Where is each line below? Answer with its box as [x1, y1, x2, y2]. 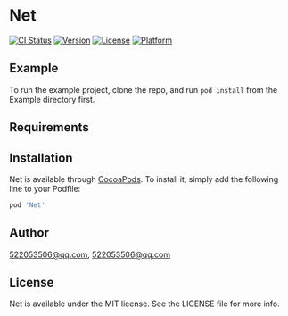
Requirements [9, 120, 89, 135]
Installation [9, 150, 73, 165]
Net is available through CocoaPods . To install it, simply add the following [9, 173, 279, 184]
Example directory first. [9, 94, 95, 104]
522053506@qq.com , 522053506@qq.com [9, 249, 171, 260]
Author [9, 225, 49, 241]
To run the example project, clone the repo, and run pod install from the [9, 84, 278, 95]
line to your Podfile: [9, 183, 81, 194]
